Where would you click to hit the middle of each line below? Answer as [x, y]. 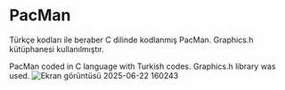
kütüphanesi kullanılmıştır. [57, 49]
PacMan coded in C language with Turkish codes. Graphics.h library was [142, 66]
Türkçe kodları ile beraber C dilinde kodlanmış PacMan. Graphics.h [131, 40]
